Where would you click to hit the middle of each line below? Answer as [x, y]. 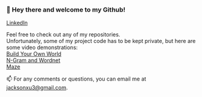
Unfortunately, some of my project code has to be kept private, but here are [101, 41]
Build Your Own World [34, 54]
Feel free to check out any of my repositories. [63, 35]
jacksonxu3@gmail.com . [37, 88]
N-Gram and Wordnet [33, 61]
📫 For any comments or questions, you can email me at [76, 79]
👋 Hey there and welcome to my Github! [66, 10]
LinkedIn [17, 23]
